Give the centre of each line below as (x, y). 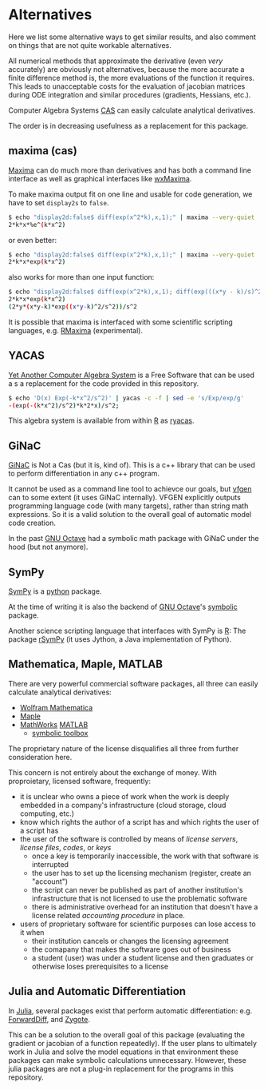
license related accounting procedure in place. (108, 915)
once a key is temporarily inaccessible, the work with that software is (145, 856)
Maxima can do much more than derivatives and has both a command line (130, 170)
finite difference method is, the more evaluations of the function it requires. (132, 78)
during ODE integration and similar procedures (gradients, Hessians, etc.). (130, 94)
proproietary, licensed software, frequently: (80, 781)
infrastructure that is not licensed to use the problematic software (139, 898)
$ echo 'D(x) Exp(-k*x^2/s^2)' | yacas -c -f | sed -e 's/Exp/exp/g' (126, 398)
